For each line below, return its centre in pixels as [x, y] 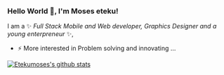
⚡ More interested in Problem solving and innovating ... [97, 49]
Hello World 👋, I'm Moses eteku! [63, 11]
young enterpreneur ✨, [40, 34]
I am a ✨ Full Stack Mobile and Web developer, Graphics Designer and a [112, 26]
